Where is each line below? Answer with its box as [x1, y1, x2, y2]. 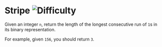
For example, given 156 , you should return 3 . [4, 36, 94, 42]
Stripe [4, 5, 31, 16]
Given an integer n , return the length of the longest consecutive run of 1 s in [4, 21, 158, 27]
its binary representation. [4, 26, 56, 32]
